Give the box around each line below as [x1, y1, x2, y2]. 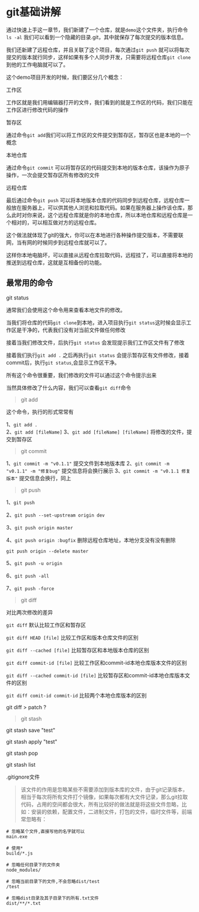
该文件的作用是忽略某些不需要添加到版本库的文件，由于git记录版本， [20, 786, 188, 793]
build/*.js [6, 850, 33, 856]
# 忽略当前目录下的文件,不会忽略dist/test [6, 878, 100, 884]
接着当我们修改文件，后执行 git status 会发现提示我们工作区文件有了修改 [6, 339, 185, 346]
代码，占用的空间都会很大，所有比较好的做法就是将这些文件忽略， [20, 801, 182, 808]
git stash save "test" [6, 726, 56, 734]
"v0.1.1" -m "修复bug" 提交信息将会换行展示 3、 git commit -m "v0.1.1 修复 [6, 467, 191, 474]
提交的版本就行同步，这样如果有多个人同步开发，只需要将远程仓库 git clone [6, 53, 191, 60]
